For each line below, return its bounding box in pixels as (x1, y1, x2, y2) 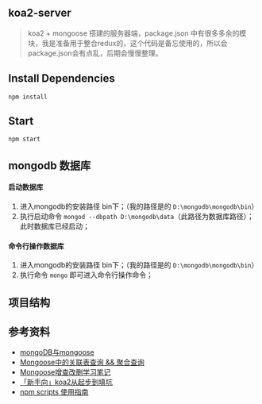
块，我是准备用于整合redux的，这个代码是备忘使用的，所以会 (27, 38, 228, 48)
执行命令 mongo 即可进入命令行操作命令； (19, 270, 153, 280)
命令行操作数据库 (8, 241, 64, 251)
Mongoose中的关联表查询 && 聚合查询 (19, 357, 144, 367)
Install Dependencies (8, 71, 115, 86)
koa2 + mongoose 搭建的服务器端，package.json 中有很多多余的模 (27, 28, 247, 38)
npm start (8, 135, 41, 144)
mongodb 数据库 (8, 159, 91, 172)
